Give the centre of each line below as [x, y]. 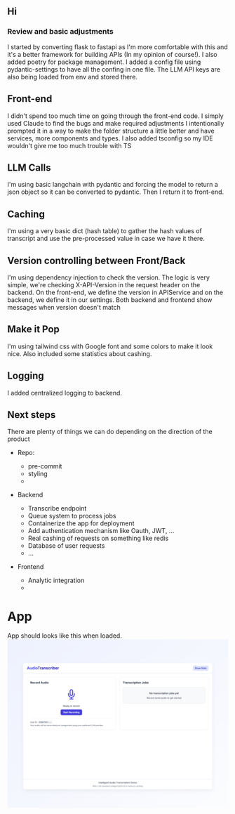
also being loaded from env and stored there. [73, 77]
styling [38, 474]
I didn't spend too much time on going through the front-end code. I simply [115, 116]
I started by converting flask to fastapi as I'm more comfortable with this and [117, 47]
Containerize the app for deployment [81, 523]
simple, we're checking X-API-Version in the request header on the [104, 284]
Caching [26, 214]
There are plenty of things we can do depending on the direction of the [110, 432]
